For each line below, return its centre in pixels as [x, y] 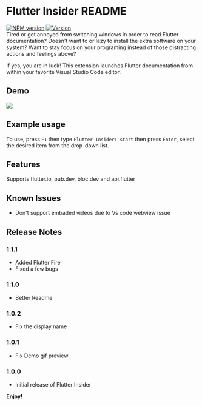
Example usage [36, 125]
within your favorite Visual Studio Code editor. [64, 72]
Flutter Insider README [66, 11]
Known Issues [34, 198]
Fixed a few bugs [37, 269]
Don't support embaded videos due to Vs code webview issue [93, 213]
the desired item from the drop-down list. [58, 145]
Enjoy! [15, 396]
